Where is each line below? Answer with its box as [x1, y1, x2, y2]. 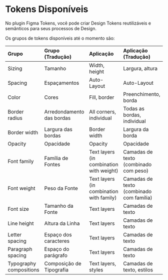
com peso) [123, 167, 149, 174]
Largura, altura [123, 65, 158, 72]
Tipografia [44, 266, 69, 273]
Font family [7, 158, 34, 165]
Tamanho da [44, 202, 73, 209]
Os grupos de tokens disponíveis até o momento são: [5, 35, 115, 41]
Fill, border [89, 94, 114, 101]
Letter [7, 231, 22, 238]
